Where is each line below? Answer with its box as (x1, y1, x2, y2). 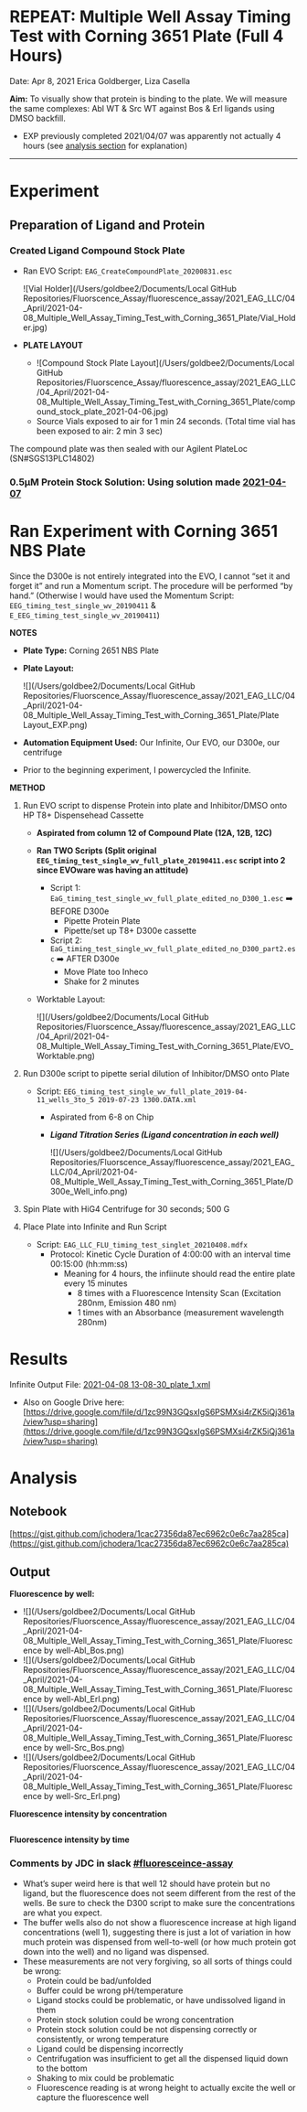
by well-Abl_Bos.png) (44, 1645, 125, 1656)
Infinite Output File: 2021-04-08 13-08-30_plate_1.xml (9, 1378, 211, 1389)
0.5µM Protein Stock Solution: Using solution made (9, 476, 241, 488)
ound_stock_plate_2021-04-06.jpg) (36, 405, 169, 417)
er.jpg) (22, 322, 48, 333)
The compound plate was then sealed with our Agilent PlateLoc (9, 443, 249, 454)
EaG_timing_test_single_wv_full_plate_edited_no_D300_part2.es (49, 944, 296, 953)
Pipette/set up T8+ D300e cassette (63, 925, 196, 936)
